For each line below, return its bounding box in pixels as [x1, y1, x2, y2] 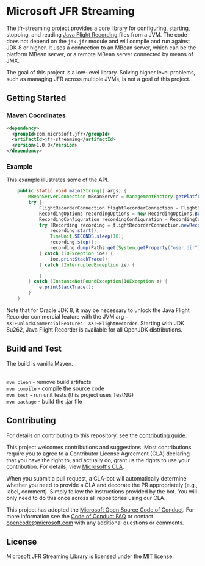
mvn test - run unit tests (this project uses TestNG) [6, 391, 134, 398]
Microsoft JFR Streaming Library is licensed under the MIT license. [6, 553, 174, 560]
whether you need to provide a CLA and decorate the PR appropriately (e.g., [6, 481, 198, 488]
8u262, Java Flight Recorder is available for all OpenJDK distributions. [6, 325, 183, 333]
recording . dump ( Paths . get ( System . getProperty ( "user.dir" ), [49, 245, 203, 251]
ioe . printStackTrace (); [49, 256, 111, 262]
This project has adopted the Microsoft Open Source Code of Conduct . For [6, 506, 195, 513]
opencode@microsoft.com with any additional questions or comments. [6, 519, 184, 526]
